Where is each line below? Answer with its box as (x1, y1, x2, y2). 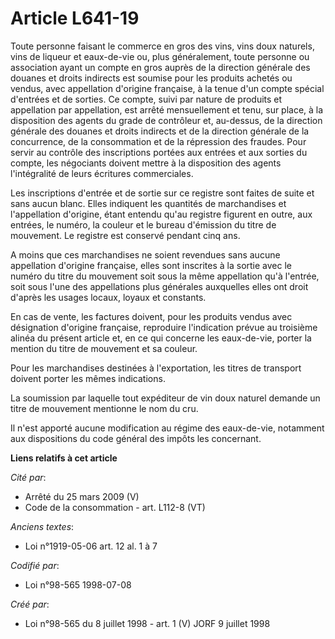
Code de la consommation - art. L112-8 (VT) (24, 501, 206, 513)
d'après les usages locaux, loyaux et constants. (10, 291, 207, 303)
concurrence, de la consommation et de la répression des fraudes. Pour (10, 135, 307, 147)
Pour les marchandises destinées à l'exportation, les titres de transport (10, 362, 302, 374)
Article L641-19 (10, 7, 140, 30)
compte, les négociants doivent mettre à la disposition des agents (10, 157, 282, 169)
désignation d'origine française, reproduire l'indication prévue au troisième (10, 321, 318, 333)
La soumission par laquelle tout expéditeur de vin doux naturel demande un (10, 392, 321, 404)
